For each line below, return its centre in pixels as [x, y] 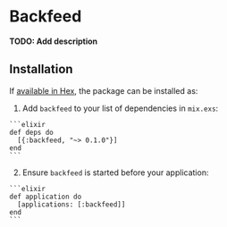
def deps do [31, 132]
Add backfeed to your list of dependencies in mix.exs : [120, 108]
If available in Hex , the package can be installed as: [104, 90]
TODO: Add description [54, 41]
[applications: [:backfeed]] [71, 204]
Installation [41, 69]
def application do [46, 197]
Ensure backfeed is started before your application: [115, 172]
